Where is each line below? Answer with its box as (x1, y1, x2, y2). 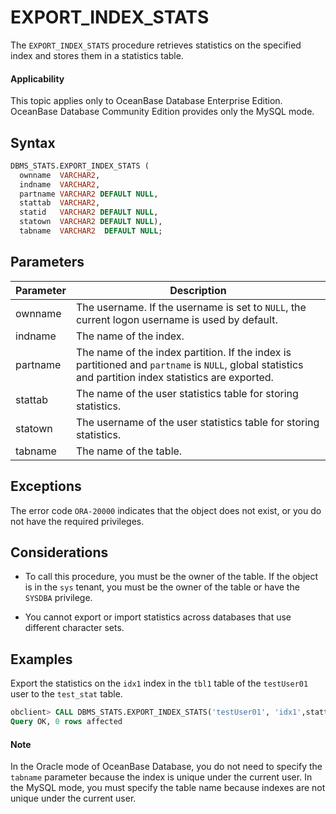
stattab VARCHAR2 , (19, 198, 101, 208)
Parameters (10, 254, 85, 271)
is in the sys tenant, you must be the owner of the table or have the (24, 581, 300, 593)
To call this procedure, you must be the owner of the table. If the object (24, 571, 319, 583)
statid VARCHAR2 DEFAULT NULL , (19, 207, 159, 218)
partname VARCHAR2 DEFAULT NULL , (19, 189, 159, 199)
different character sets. (24, 622, 125, 634)
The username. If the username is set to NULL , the (75, 300, 307, 314)
